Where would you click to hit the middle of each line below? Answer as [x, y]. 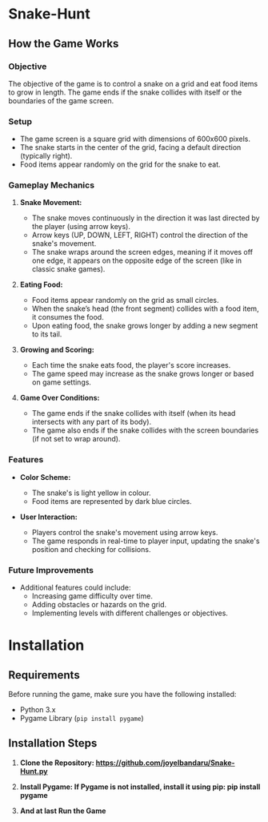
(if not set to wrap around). [76, 439]
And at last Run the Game [63, 811]
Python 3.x [38, 710]
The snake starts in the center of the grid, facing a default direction [130, 147]
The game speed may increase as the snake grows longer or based [143, 374]
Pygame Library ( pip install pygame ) [82, 719]
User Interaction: [48, 517]
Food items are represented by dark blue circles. [112, 501]
